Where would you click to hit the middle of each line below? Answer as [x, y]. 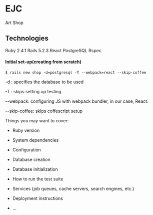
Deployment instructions [38, 198]
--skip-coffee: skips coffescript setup [44, 111]
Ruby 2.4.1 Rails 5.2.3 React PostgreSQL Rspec [53, 50]
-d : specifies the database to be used [44, 82]
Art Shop [14, 23]
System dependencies [35, 140]
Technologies [27, 38]
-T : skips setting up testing [33, 91]
